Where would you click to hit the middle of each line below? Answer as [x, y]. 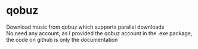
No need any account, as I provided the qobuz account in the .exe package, [99, 33]
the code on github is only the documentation [62, 39]
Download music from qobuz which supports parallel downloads [85, 27]
